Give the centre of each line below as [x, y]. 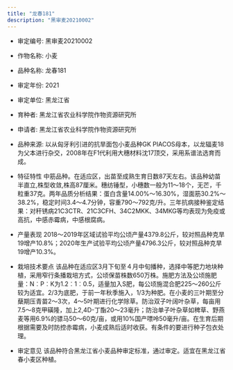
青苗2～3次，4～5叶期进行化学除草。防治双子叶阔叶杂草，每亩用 [128, 301]
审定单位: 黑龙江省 [43, 100]
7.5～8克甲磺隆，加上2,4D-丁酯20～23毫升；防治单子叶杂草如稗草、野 [118, 310]
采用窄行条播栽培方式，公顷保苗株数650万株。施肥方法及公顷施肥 [123, 275]
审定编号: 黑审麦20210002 [55, 41]
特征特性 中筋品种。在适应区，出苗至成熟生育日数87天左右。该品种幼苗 [119, 176]
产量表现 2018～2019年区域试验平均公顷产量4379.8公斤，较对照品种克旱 [121, 234]
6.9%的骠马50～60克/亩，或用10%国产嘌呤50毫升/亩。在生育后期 [130, 318]
